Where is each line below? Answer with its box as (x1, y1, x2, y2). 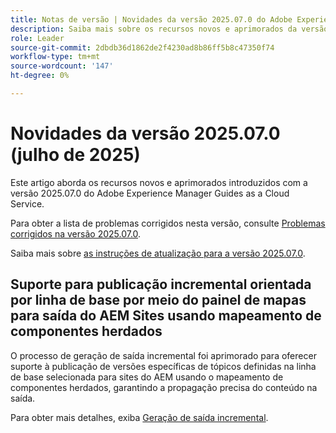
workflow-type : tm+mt (10, 52, 101, 62)
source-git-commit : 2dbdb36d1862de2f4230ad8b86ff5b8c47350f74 (10, 42, 275, 53)
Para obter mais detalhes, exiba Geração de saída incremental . (10, 411, 269, 423)
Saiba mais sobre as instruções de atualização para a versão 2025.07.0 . (10, 247, 306, 259)
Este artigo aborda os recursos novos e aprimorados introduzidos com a (10, 176, 308, 188)
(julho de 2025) (10, 144, 141, 166)
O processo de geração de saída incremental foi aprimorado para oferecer (10, 349, 317, 361)
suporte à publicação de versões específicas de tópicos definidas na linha (10, 360, 317, 372)
